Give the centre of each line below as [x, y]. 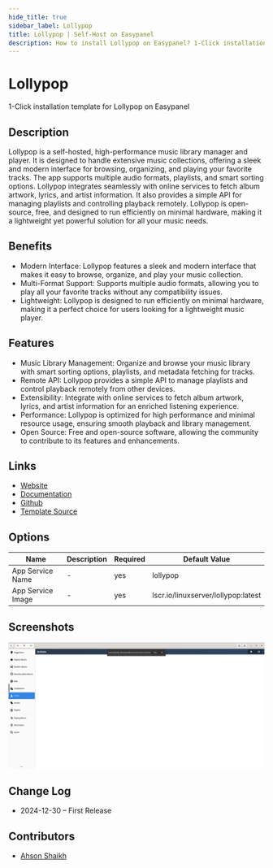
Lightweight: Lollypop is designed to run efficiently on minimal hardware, [142, 300]
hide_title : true [38, 17]
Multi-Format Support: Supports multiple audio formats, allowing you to [139, 283]
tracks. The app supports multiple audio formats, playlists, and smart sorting [136, 178]
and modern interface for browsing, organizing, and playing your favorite [130, 169]
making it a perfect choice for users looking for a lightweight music [132, 309]
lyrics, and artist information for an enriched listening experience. [130, 406]
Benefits [30, 247]
